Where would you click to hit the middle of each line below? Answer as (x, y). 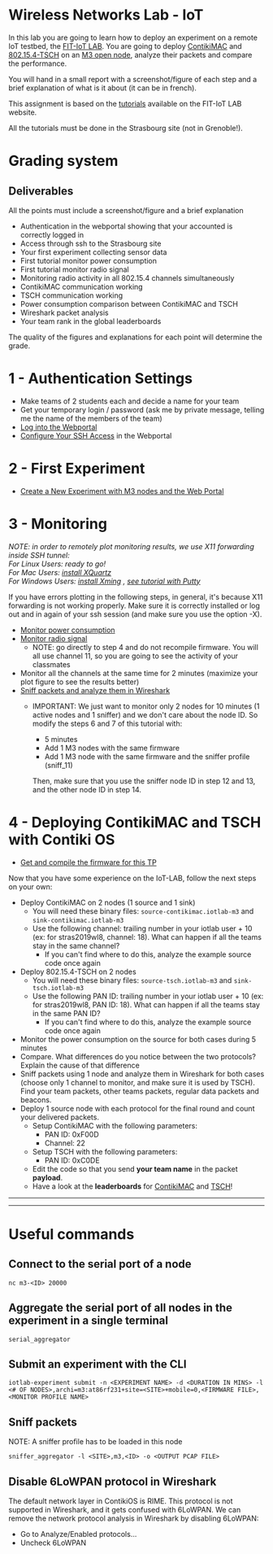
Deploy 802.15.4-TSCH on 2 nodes (78, 971)
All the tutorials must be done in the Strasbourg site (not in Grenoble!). (126, 128)
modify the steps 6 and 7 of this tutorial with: (107, 723)
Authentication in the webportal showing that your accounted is (126, 226)
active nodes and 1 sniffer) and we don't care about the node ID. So (145, 714)
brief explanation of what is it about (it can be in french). (103, 88)
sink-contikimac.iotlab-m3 (78, 920)
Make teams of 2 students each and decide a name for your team (130, 401)
